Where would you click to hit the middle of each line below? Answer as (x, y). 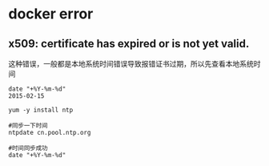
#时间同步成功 (28, 148)
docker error (51, 14)
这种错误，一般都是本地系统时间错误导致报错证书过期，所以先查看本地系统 (131, 64)
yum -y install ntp (41, 110)
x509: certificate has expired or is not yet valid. (129, 44)
